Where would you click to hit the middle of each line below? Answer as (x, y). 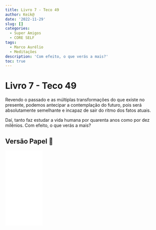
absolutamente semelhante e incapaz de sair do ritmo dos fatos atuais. (78, 110)
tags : (11, 43)
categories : (17, 29)
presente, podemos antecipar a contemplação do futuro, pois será (73, 105)
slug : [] (14, 24)
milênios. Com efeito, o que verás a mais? (48, 125)
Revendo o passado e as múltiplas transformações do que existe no (75, 100)
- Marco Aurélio (26, 47)
